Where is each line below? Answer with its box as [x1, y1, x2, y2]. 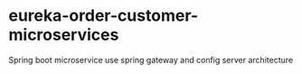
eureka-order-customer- [8, 5, 199, 26]
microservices [8, 24, 119, 45]
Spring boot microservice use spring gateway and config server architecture [8, 54, 294, 65]
